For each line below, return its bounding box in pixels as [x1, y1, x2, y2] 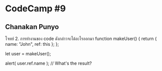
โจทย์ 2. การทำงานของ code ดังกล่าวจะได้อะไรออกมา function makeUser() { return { [5, 35, 157, 41]
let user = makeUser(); [5, 51, 51, 57]
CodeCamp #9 [5, 3, 66, 14]
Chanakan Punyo [5, 23, 59, 31]
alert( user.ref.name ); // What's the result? [5, 60, 92, 66]
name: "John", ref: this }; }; [5, 41, 59, 47]
